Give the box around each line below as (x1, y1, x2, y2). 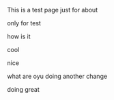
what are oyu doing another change (7, 72, 108, 80)
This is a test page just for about (7, 6, 98, 14)
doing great (7, 86, 40, 93)
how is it (7, 32, 31, 40)
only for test (7, 19, 41, 27)
